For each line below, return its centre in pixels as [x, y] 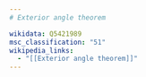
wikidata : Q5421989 [46, 34]
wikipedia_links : [42, 50]
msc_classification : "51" [57, 42]
